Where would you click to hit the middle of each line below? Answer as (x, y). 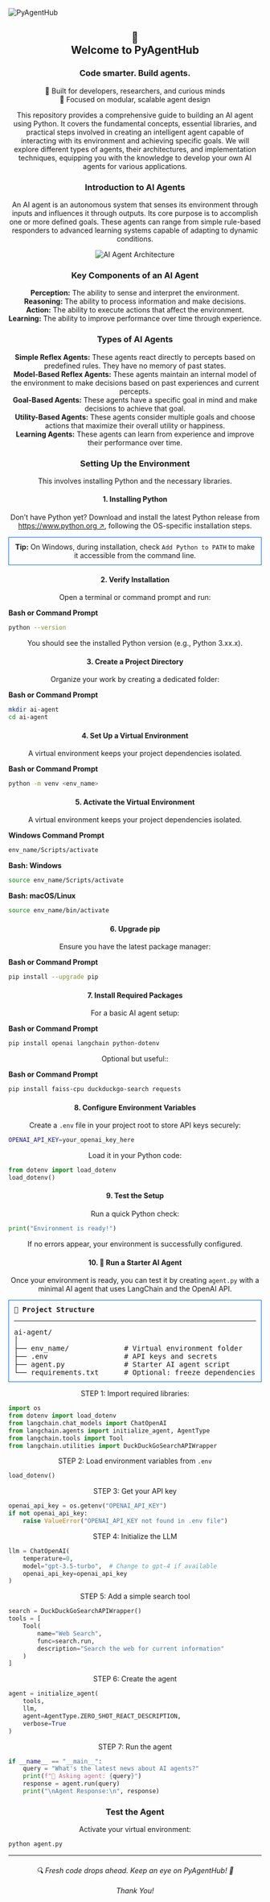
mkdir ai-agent (34, 710)
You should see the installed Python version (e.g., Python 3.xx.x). (135, 643)
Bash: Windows (35, 866)
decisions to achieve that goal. (135, 408)
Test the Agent (135, 1812)
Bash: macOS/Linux (42, 896)
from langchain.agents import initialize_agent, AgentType (109, 1431)
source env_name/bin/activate (59, 911)
